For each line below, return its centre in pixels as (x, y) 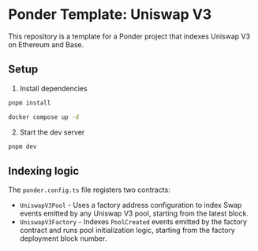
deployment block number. (63, 238)
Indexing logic (44, 171)
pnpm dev (22, 146)
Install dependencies (54, 88)
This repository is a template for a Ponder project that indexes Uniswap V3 (129, 36)
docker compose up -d (44, 117)
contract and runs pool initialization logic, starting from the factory (127, 231)
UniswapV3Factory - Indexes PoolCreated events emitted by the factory (133, 222)
